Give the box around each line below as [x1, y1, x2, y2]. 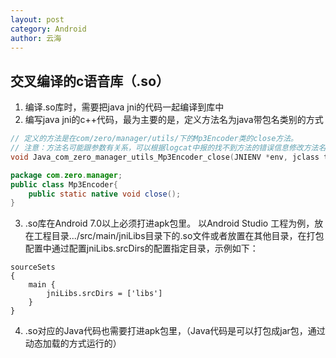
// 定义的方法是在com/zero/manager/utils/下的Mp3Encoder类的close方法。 [10, 134, 298, 144]
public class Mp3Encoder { [10, 179, 118, 190]
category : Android [10, 24, 87, 34]
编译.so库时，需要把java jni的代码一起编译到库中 [24, 101, 225, 113]
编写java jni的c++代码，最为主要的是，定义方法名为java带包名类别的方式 [24, 114, 324, 126]
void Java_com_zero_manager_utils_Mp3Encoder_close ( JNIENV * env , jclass [10, 152, 320, 162]
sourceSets [10, 262, 56, 273]
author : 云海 [10, 33, 62, 43]
